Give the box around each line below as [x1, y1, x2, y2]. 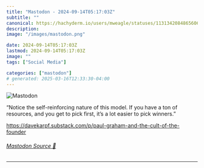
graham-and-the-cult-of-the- [106, 122, 180, 129]
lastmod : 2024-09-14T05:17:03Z [6, 48, 86, 54]
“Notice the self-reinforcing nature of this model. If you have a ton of [6, 104, 178, 111]
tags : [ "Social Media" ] [6, 59, 67, 65]
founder [6, 128, 26, 136]
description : [6, 25, 39, 32]
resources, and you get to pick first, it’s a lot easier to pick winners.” [6, 110, 176, 118]
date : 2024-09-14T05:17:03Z [6, 42, 78, 48]
